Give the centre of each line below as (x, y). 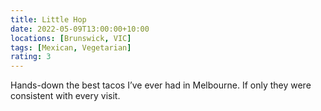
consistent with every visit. (65, 96)
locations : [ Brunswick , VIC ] (71, 38)
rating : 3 (31, 57)
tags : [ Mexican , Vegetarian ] (71, 47)
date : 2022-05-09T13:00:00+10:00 (80, 29)
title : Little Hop (48, 19)
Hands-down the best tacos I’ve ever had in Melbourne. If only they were (161, 85)
